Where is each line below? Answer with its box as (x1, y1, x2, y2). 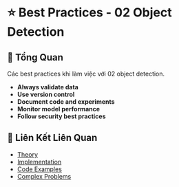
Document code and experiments (17, 98, 115, 106)
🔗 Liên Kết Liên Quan (7, 132, 98, 144)
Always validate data (17, 83, 79, 91)
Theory (17, 150, 39, 158)
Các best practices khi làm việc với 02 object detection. (7, 69, 165, 78)
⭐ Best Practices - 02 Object (7, 5, 172, 21)
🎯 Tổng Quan (7, 52, 63, 63)
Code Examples (17, 165, 62, 173)
